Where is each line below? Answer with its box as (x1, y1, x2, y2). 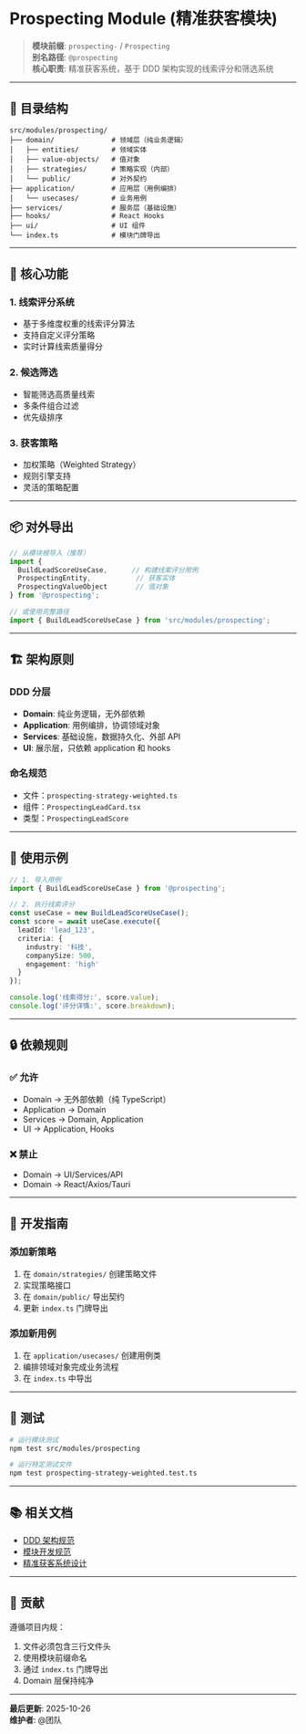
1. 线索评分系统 (9, 296, 76, 308)
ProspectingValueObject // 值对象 (17, 582, 169, 591)
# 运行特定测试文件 (9, 1460, 73, 1469)
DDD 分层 (9, 685, 52, 698)
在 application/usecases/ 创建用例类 (22, 1350, 162, 1361)
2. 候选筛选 (9, 366, 58, 379)
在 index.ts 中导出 (22, 1373, 93, 1384)
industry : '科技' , (25, 942, 93, 952)
